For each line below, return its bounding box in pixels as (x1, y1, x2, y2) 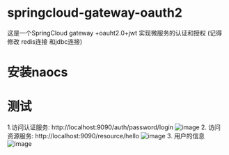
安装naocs (7, 65, 68, 81)
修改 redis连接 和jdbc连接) (7, 37, 83, 46)
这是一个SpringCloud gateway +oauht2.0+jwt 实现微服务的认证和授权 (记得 (7, 28, 223, 37)
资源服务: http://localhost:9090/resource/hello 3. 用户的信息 (7, 132, 205, 140)
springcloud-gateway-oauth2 (7, 5, 183, 21)
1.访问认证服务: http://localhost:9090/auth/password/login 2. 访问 (7, 123, 221, 131)
